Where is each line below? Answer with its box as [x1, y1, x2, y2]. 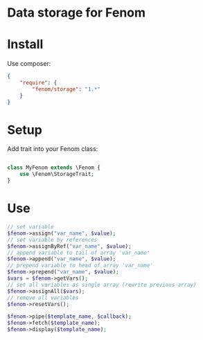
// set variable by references [7, 236, 98, 243]
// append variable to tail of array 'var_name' [7, 249, 150, 256]
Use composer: [7, 60, 51, 68]
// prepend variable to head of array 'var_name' [7, 262, 154, 269]
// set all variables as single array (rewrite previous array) [7, 281, 197, 288]
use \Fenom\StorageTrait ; [19, 171, 95, 178]
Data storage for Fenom [7, 5, 146, 21]
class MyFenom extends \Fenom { [7, 164, 100, 171]
